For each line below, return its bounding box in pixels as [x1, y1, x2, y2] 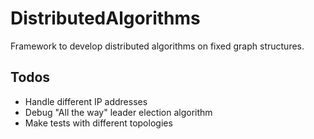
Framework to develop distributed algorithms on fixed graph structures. [10, 40, 305, 52]
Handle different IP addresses [24, 95, 148, 107]
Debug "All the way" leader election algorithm [24, 106, 213, 118]
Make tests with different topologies [24, 117, 173, 129]
